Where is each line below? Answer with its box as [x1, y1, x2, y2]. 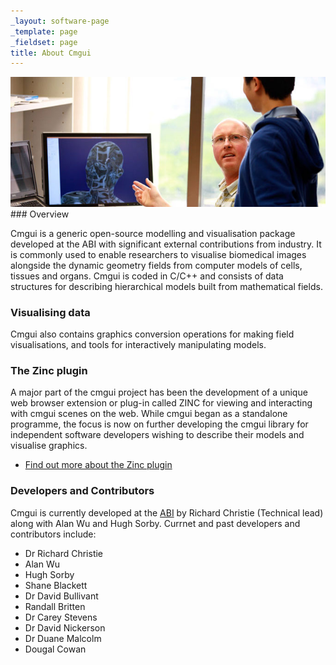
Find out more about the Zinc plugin [24, 459, 173, 471]
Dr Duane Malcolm [24, 632, 102, 644]
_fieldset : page [10, 37, 78, 47]
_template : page [10, 26, 78, 37]
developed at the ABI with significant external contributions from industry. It [10, 238, 322, 250]
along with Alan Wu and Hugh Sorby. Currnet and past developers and [10, 517, 301, 529]
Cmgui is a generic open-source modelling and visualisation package [10, 227, 296, 239]
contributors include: [10, 528, 97, 540]
